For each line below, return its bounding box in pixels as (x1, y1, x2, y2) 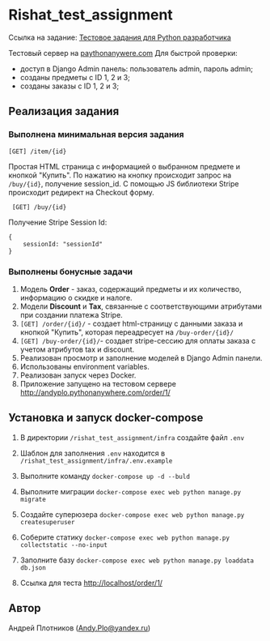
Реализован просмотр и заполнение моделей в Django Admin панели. (19, 353, 263, 362)
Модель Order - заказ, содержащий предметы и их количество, (19, 284, 243, 293)
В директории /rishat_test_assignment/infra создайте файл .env (19, 432, 245, 442)
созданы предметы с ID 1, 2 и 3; (19, 72, 131, 82)
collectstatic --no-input (19, 541, 108, 549)
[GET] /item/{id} (8, 147, 67, 156)
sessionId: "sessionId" (23, 240, 103, 248)
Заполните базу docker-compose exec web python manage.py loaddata (19, 555, 255, 565)
